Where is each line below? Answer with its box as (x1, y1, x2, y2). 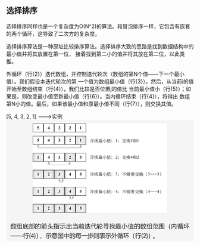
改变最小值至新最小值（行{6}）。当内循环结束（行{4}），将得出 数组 (26, 92, 190, 100)
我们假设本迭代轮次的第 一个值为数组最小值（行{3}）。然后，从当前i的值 (18, 78, 194, 85)
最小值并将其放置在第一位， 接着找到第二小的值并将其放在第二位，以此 (6, 50, 180, 57)
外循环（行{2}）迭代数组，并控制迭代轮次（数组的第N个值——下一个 (6, 70, 174, 78)
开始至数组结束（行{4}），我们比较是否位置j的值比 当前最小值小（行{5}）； (6, 85, 186, 92)
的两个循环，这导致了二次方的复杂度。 (6, 30, 100, 37)
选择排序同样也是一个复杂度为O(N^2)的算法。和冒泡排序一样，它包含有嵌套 (6, 23, 190, 30)
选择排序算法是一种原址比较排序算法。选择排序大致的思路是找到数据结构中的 (6, 42, 194, 50)
